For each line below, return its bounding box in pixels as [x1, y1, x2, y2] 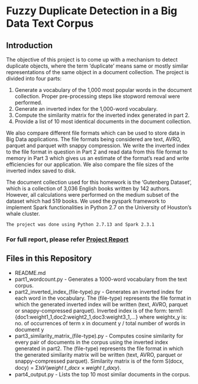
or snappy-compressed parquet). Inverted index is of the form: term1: [14, 307, 184, 314]
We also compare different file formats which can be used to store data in [6, 129, 185, 136]
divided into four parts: [6, 75, 62, 82]
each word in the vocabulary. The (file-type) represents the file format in [14, 295, 191, 302]
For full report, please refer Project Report [6, 235, 129, 244]
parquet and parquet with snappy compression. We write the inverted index [6, 142, 190, 149]
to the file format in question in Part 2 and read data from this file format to [6, 148, 188, 155]
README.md [14, 269, 46, 276]
